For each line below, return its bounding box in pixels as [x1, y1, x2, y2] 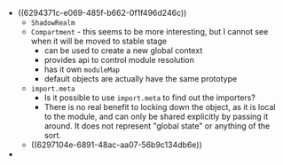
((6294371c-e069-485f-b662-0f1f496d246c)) [17, 8, 187, 18]
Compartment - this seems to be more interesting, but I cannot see [30, 27, 269, 36]
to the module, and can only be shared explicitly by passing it [43, 111, 269, 122]
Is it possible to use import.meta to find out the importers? [43, 92, 255, 103]
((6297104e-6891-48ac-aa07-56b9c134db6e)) [30, 139, 202, 150]
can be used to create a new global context [43, 45, 203, 56]
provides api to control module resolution [43, 55, 195, 65]
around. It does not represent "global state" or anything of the [43, 121, 271, 131]
